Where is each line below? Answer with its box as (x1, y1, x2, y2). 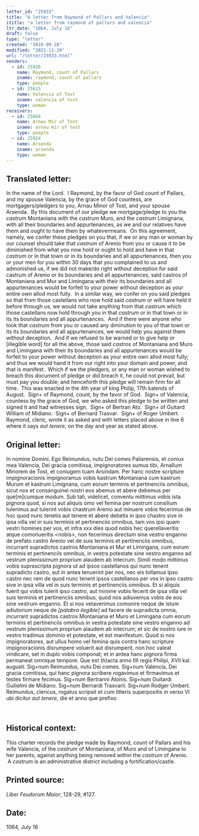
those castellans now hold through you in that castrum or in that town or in (6, 309, 188, 316)
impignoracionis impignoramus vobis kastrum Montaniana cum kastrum (6, 475, 181, 481)
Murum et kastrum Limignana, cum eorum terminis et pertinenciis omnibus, (6, 481, 190, 488)
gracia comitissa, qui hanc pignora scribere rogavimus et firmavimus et (6, 670, 179, 676)
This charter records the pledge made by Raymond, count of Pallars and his (6, 739, 191, 746)
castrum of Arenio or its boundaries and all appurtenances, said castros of (6, 271, 188, 278)
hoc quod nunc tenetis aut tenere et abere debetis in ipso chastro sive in (6, 512, 183, 519)
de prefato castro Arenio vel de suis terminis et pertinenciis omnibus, (6, 537, 175, 544)
